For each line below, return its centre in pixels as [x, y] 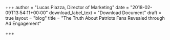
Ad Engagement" [23, 23]
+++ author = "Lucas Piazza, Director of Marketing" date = [67, 7]
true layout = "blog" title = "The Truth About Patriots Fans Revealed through [85, 18]
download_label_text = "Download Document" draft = [105, 13]
